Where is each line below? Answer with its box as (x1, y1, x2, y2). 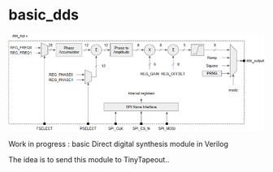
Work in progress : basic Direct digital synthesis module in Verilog (8, 140, 229, 149)
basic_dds (8, 6, 80, 24)
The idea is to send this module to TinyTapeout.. (8, 155, 170, 165)
